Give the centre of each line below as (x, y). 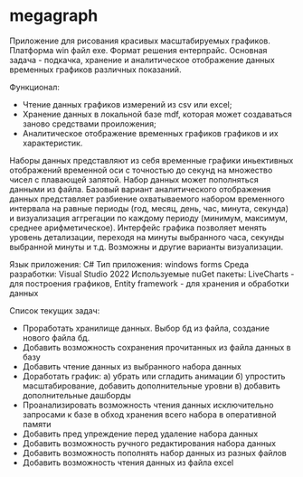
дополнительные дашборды (76, 395)
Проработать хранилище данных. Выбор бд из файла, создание (146, 328)
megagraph (54, 16)
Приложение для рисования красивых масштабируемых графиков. (140, 41)
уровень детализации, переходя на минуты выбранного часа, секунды (147, 237)
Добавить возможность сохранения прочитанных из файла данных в (156, 347)
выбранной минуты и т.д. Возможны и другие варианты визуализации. (146, 247)
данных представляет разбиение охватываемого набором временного (147, 199)
